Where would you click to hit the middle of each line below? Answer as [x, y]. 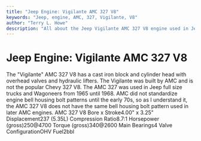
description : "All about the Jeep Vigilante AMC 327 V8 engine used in [97, 28]
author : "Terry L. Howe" [37, 23]
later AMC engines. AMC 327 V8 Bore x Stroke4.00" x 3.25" [80, 113]
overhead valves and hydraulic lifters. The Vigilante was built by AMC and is [100, 81]
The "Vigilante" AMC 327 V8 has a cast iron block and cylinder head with [96, 75]
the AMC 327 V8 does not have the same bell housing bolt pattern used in [98, 106]
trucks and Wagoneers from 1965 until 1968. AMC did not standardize [92, 94]
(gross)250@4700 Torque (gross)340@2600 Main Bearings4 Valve [89, 125]
